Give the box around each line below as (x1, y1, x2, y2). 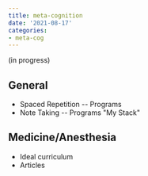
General (8, 78, 49, 92)
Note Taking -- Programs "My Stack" (19, 108, 141, 117)
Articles (19, 160, 45, 170)
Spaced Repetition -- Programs (19, 100, 122, 109)
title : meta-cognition (8, 11, 83, 20)
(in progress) (8, 55, 51, 65)
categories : (8, 26, 47, 34)
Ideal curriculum (19, 151, 74, 161)
